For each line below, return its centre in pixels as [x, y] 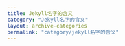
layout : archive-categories [47, 26]
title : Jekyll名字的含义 [40, 13]
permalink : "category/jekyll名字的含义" [63, 32]
